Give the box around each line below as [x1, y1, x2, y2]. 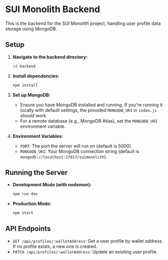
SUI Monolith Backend [5, 4, 100, 15]
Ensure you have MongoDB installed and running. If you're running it [20, 101, 163, 107]
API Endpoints [5, 225, 51, 233]
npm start [12, 210, 34, 216]
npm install [12, 83, 38, 88]
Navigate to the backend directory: [12, 54, 88, 60]
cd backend [12, 63, 36, 69]
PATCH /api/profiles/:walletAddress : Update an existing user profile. [12, 248, 158, 254]
